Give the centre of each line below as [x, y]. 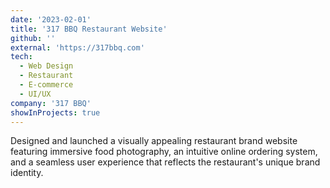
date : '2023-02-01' [51, 19]
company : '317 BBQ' [51, 103]
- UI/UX [35, 94]
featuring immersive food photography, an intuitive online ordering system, [164, 152]
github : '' [33, 38]
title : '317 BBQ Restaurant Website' [89, 29]
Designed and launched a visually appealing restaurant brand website [154, 141]
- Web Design [46, 66]
